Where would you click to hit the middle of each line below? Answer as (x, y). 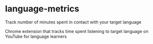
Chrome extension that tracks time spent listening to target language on (77, 31)
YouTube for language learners (36, 36)
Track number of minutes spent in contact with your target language (73, 22)
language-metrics (42, 9)
